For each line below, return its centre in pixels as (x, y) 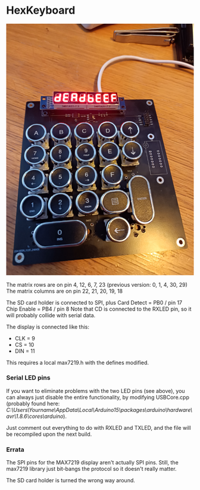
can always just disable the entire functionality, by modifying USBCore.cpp (98, 397)
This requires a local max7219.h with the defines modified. (78, 362)
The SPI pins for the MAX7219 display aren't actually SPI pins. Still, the (92, 463)
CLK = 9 (25, 338)
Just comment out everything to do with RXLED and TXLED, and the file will (99, 427)
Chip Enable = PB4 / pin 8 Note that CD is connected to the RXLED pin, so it (99, 309)
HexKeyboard (41, 10)
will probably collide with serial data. (51, 315)
